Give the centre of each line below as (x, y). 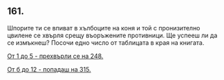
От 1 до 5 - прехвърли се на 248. (55, 56)
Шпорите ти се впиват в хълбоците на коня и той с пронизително (104, 28)
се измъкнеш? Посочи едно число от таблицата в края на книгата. (106, 42)
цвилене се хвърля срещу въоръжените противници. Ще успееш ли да (112, 35)
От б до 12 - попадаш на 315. (49, 69)
